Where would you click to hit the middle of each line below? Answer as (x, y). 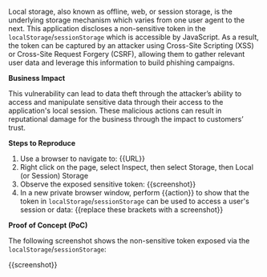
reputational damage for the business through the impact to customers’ (126, 119)
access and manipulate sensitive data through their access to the (116, 102)
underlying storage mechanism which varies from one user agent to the (127, 20)
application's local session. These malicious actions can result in (115, 110)
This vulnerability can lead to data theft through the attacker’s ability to (125, 94)
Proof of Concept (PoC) (48, 225)
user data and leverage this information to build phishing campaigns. (121, 62)
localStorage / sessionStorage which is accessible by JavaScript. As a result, (133, 37)
